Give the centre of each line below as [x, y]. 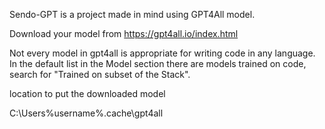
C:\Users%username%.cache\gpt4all [86, 113]
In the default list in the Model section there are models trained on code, [158, 63]
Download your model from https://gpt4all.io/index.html [124, 33]
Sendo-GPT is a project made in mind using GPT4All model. [132, 14]
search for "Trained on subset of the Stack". [100, 74]
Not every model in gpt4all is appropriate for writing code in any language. [162, 53]
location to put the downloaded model [87, 93]
